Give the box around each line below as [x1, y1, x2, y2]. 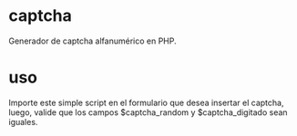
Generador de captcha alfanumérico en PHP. [8, 35, 177, 46]
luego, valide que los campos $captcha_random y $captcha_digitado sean [8, 106, 288, 118]
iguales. [8, 116, 38, 127]
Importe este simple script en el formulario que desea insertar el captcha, [8, 97, 284, 108]
